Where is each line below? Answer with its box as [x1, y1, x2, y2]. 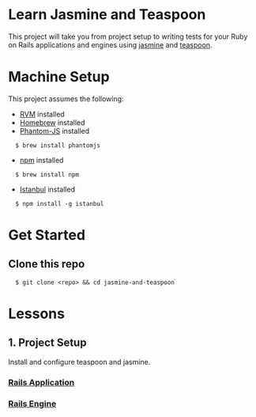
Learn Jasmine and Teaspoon [8, 6, 206, 24]
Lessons [8, 305, 66, 323]
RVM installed [19, 109, 65, 119]
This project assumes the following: [8, 93, 124, 104]
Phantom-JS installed [19, 126, 90, 135]
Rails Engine [8, 398, 57, 409]
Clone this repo [8, 257, 85, 271]
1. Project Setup [8, 336, 87, 350]
